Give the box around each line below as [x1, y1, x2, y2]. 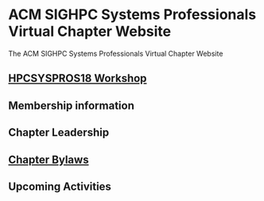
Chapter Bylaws [8, 153, 89, 166]
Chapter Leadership [8, 126, 110, 140]
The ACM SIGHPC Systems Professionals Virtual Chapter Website [8, 48, 223, 58]
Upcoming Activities [8, 180, 111, 193]
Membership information [8, 99, 135, 112]
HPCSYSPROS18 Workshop [8, 72, 147, 85]
